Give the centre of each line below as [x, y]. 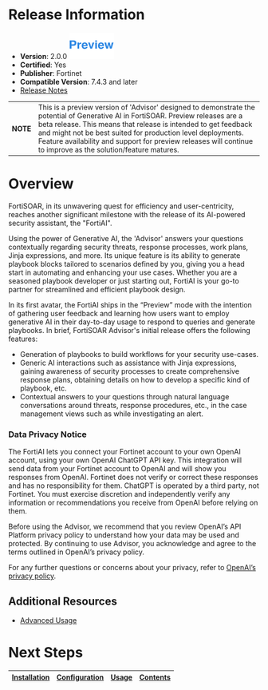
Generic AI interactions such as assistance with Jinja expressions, [128, 363]
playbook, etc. [43, 388]
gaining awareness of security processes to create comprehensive [130, 371]
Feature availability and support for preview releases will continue [146, 141]
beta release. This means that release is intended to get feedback [145, 124]
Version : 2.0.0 [43, 56]
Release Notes [43, 90]
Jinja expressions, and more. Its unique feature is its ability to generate [124, 256]
